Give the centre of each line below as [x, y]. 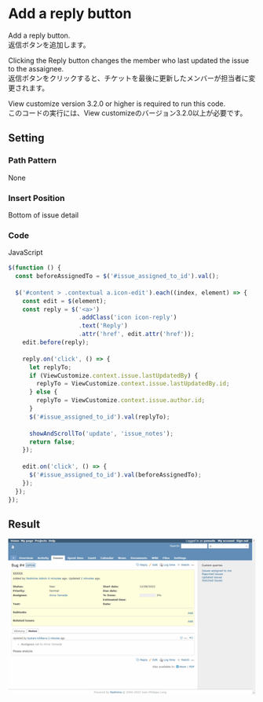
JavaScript [26, 253]
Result [24, 524]
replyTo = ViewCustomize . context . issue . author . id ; [121, 400]
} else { [43, 392]
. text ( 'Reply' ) [103, 326]
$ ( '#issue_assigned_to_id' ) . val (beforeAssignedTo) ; [115, 475]
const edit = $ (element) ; [65, 301]
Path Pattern [33, 160]
